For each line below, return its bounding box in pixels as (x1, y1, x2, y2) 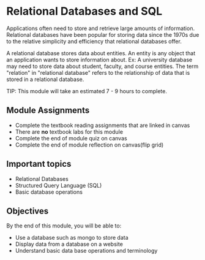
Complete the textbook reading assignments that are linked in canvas (15, 121, 190, 129)
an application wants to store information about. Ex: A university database (6, 56, 193, 63)
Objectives (6, 205, 49, 216)
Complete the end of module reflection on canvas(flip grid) (15, 141, 164, 148)
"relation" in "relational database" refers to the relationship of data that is (6, 69, 190, 76)
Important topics (6, 159, 72, 169)
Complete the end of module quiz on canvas (15, 134, 127, 142)
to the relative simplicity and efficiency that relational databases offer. (6, 37, 182, 45)
